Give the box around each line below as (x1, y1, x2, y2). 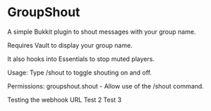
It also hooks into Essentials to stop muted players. (7, 54, 155, 63)
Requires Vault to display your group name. (7, 41, 133, 49)
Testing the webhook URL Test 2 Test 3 (7, 96, 122, 104)
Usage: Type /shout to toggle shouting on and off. (7, 68, 152, 77)
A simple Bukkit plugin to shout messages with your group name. (7, 27, 196, 36)
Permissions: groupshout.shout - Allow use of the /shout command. (7, 81, 205, 90)
